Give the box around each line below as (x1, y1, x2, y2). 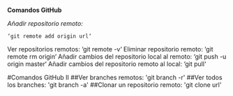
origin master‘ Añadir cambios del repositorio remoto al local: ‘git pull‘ (7, 60, 206, 68)
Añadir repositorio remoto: (7, 19, 84, 27)
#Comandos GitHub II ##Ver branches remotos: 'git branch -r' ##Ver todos (7, 73, 223, 81)
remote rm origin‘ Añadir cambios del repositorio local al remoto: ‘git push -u (7, 52, 227, 61)
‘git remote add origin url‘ (7, 33, 92, 40)
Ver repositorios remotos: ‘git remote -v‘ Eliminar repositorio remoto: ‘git (7, 45, 214, 53)
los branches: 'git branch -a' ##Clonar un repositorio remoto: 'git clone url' (7, 81, 222, 89)
